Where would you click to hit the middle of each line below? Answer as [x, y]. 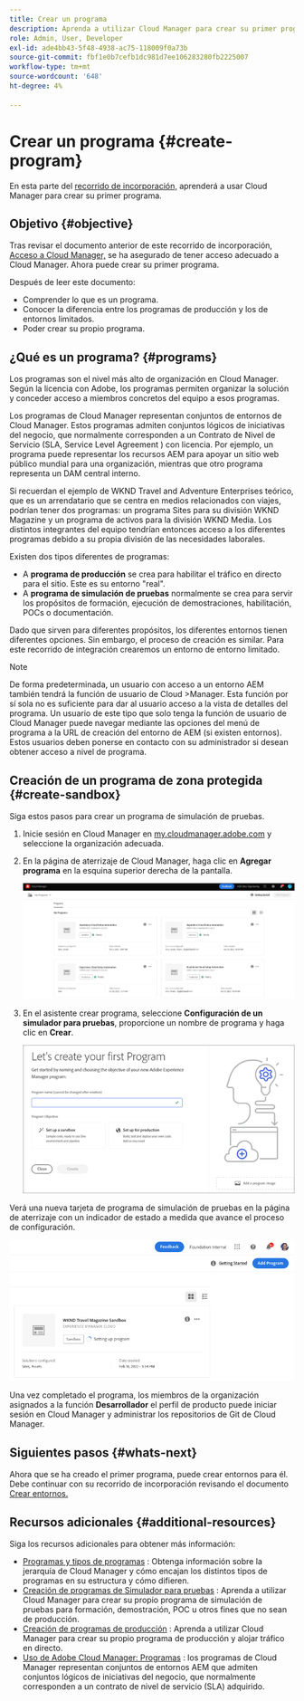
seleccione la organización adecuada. [93, 843]
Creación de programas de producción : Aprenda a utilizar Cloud [143, 1629]
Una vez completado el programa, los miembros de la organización [134, 1395]
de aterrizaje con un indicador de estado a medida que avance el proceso [147, 1218]
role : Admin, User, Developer [66, 38]
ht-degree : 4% [36, 86]
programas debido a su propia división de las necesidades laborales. [137, 540]
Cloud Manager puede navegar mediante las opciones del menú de [135, 723]
